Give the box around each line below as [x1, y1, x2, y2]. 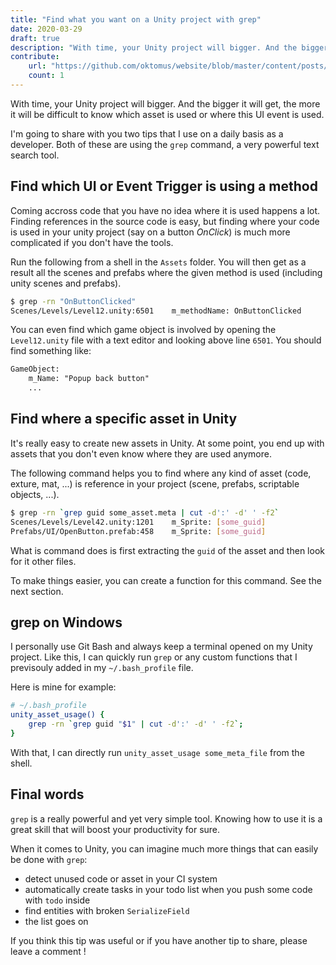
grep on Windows [10, 614, 123, 631]
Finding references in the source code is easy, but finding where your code [10, 215, 320, 227]
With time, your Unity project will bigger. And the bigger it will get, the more [10, 97, 321, 110]
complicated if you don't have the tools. [10, 236, 174, 248]
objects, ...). [10, 488, 60, 500]
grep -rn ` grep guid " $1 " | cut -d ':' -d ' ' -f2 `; [28, 719, 244, 730]
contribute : [10, 52, 60, 62]
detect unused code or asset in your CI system [24, 872, 218, 885]
